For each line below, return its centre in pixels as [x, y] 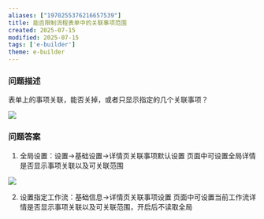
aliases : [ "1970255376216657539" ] [65, 15]
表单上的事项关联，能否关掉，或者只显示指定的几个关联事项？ [108, 100]
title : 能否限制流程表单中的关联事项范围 [68, 23]
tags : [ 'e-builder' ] [42, 45]
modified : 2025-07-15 [44, 37]
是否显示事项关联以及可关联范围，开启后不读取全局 [110, 206]
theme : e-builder [37, 52]
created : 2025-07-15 [42, 30]
